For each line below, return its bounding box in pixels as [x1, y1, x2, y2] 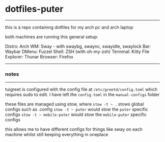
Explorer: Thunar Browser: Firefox [5, 54, 74, 59]
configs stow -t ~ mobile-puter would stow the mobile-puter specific [5, 112, 147, 117]
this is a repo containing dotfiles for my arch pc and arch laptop [5, 24, 134, 30]
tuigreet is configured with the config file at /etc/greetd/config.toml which [5, 86, 158, 92]
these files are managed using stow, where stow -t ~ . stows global [5, 101, 144, 107]
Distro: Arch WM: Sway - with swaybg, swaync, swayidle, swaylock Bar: [5, 43, 151, 49]
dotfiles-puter [5, 3, 64, 15]
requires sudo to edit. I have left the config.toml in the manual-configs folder [5, 92, 160, 98]
